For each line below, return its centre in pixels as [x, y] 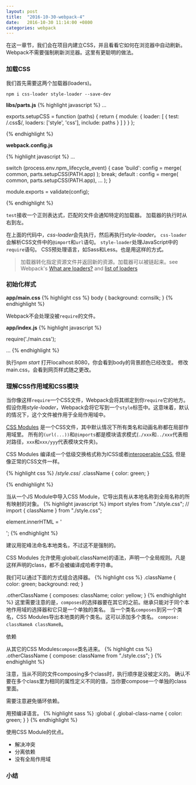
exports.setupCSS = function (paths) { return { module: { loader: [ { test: [93, 116]
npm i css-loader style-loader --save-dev [59, 94]
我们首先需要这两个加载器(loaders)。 [50, 83]
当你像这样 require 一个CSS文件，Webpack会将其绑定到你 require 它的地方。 [97, 400]
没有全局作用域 [32, 759]
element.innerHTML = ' [34, 522]
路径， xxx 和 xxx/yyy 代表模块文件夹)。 [56, 442]
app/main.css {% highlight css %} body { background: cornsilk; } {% [90, 297]
